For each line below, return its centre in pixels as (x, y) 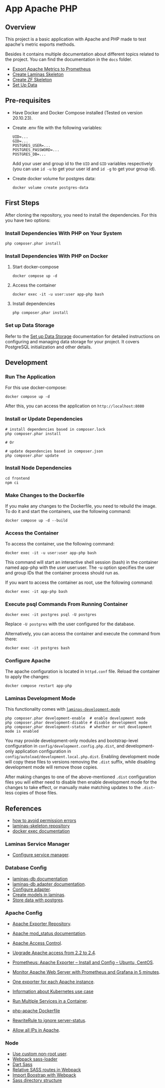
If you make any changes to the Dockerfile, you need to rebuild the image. (81, 506)
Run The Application (30, 376)
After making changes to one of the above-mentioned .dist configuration (81, 777)
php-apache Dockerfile (36, 1011)
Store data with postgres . (38, 900)
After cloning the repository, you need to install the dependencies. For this (81, 215)
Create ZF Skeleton (32, 80)
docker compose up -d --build (37, 521)
